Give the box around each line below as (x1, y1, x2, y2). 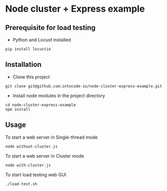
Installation (5, 60, 42, 69)
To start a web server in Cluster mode (5, 153, 84, 159)
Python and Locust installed (12, 37, 71, 43)
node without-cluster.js (5, 144, 58, 149)
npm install (5, 107, 30, 112)
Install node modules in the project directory (12, 92, 106, 99)
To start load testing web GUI (5, 171, 66, 178)
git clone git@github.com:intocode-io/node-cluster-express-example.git (5, 83, 162, 89)
